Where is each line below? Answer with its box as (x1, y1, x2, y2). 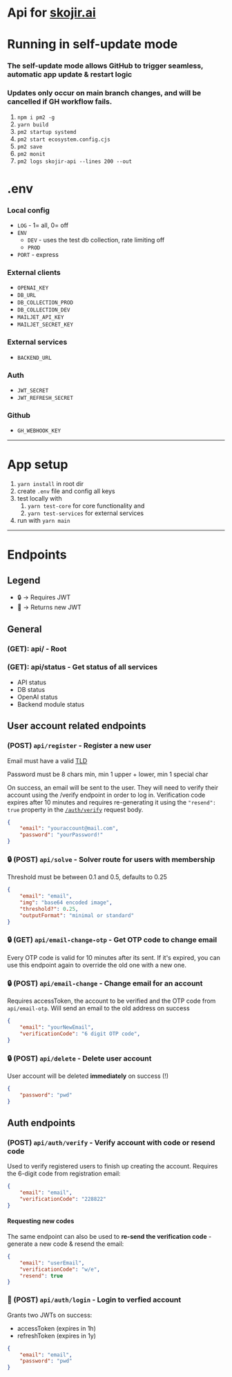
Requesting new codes (7, 1217, 75, 1225)
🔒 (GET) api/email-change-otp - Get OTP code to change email (7, 935, 217, 945)
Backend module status (17, 700, 85, 709)
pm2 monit (17, 151, 46, 157)
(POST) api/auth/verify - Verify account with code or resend (7, 1137, 215, 1147)
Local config (7, 205, 50, 215)
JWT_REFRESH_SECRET (17, 394, 74, 401)
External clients (7, 268, 61, 277)
